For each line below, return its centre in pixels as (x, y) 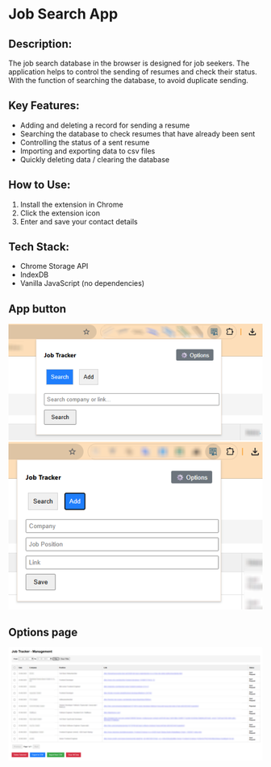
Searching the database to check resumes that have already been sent (138, 133)
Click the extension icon (60, 213)
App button (38, 309)
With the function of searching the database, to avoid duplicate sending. (128, 80)
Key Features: (44, 106)
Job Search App (63, 14)
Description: (40, 44)
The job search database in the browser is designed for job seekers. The (129, 63)
